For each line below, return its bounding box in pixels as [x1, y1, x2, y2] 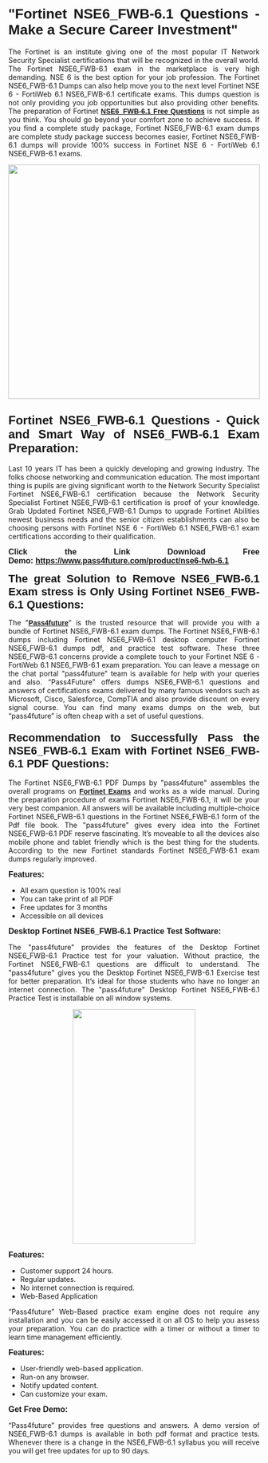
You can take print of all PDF [19, 894, 114, 904]
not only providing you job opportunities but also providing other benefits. [8, 97, 260, 107]
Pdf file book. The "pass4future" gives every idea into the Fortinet [8, 820, 260, 830]
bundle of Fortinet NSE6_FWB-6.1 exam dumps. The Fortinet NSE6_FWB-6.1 [8, 626, 260, 636]
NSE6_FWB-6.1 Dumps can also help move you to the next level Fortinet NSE [8, 81, 260, 90]
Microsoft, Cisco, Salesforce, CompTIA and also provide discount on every [8, 694, 260, 704]
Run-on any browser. [19, 1372, 89, 1382]
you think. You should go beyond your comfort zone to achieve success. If [8, 114, 260, 124]
